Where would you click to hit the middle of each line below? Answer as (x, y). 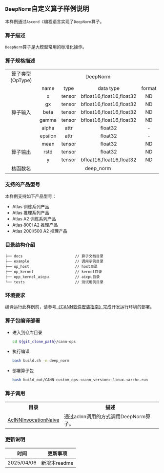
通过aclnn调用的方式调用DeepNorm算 (107, 416)
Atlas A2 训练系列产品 (34, 218)
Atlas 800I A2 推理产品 (35, 225)
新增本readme (57, 463)
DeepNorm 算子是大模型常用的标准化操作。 (46, 47)
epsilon (48, 136)
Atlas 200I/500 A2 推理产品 (40, 231)
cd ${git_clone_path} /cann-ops (44, 342)
